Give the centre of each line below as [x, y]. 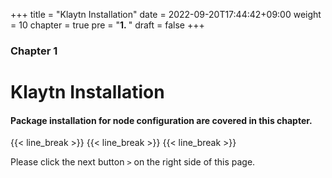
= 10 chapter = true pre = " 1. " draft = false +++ [107, 25]
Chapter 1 [34, 51]
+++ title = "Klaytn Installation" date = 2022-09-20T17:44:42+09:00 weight [166, 14]
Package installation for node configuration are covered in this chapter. [161, 120]
